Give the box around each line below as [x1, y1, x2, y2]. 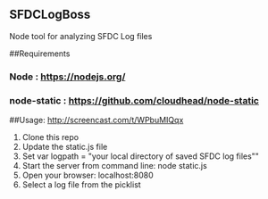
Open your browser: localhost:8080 [21, 170, 154, 181]
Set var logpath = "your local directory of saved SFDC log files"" [21, 151, 259, 162]
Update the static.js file [21, 142, 108, 153]
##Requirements [9, 48, 71, 59]
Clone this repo [21, 132, 79, 143]
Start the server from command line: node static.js [21, 161, 207, 171]
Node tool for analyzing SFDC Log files [9, 30, 153, 41]
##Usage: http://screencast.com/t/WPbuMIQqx [9, 115, 184, 126]
